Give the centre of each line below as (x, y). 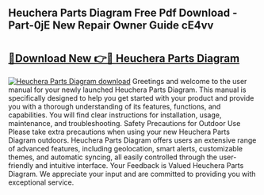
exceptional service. (41, 182)
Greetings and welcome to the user (189, 81)
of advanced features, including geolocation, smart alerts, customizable (126, 149)
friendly (21, 165)
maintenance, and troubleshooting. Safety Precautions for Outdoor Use (124, 123)
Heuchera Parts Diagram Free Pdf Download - (123, 13)
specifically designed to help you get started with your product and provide (131, 98)
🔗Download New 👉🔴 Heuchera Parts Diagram (124, 58)
